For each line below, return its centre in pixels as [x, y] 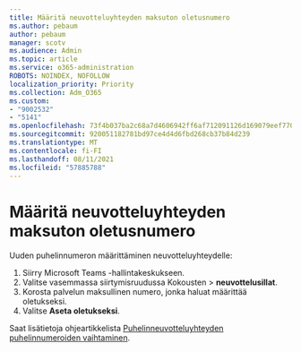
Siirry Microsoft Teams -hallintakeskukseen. [103, 273]
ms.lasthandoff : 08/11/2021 [62, 159]
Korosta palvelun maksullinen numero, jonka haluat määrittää [135, 292]
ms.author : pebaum [43, 26]
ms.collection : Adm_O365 [56, 92]
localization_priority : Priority [72, 84]
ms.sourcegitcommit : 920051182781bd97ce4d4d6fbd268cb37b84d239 [130, 134]
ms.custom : [30, 101]
